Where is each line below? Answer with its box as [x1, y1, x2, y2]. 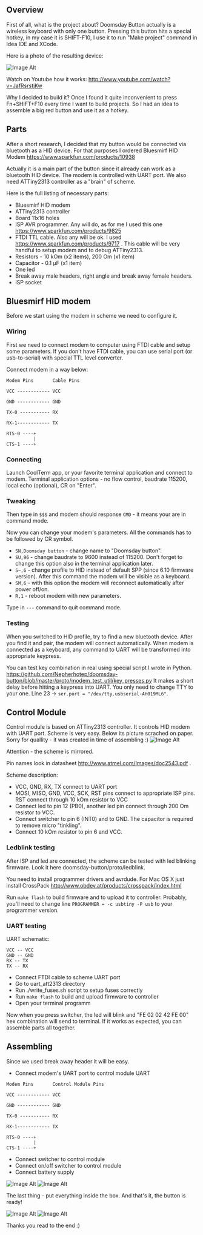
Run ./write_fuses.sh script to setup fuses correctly [15, 986, 143, 994]
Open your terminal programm [15, 1000, 91, 1007]
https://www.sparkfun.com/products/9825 [15, 227, 122, 234]
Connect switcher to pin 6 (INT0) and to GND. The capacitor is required [15, 815, 193, 823]
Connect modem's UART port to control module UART [15, 1069, 150, 1077]
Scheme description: [6, 771, 58, 778]
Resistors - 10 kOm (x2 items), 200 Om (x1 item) [15, 253, 135, 260]
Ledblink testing [6, 843, 55, 852]
